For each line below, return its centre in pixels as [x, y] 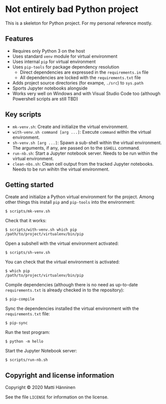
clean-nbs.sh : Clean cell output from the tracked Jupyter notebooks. [83, 164]
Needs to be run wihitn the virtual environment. [61, 169]
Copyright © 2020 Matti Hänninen [40, 387]
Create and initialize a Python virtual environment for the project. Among [79, 197]
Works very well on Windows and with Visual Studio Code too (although [86, 93]
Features [19, 39]
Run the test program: [27, 332]
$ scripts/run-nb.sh [27, 360]
